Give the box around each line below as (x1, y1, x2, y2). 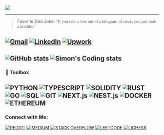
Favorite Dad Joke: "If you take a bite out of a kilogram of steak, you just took (17, 19, 157, 24)
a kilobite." (17, 24, 37, 29)
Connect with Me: (5, 114, 48, 121)
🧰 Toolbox (5, 69, 29, 76)
